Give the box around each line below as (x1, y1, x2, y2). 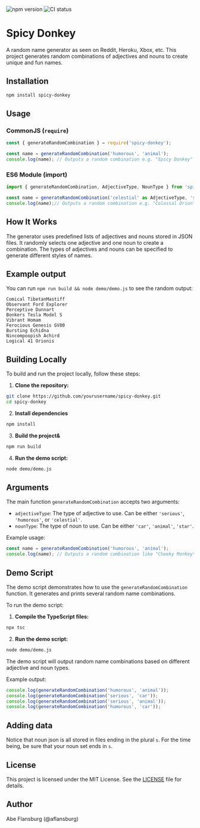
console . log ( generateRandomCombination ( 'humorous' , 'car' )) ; (6, 704, 161, 710)
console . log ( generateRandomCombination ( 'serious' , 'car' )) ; (6, 692, 159, 698)
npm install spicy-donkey (6, 92, 70, 98)
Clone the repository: (14, 382, 69, 389)
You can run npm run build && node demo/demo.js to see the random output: (6, 285, 193, 292)
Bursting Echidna (6, 328, 49, 334)
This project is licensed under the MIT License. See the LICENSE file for (6, 775, 182, 783)
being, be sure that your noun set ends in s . (6, 743, 113, 750)
